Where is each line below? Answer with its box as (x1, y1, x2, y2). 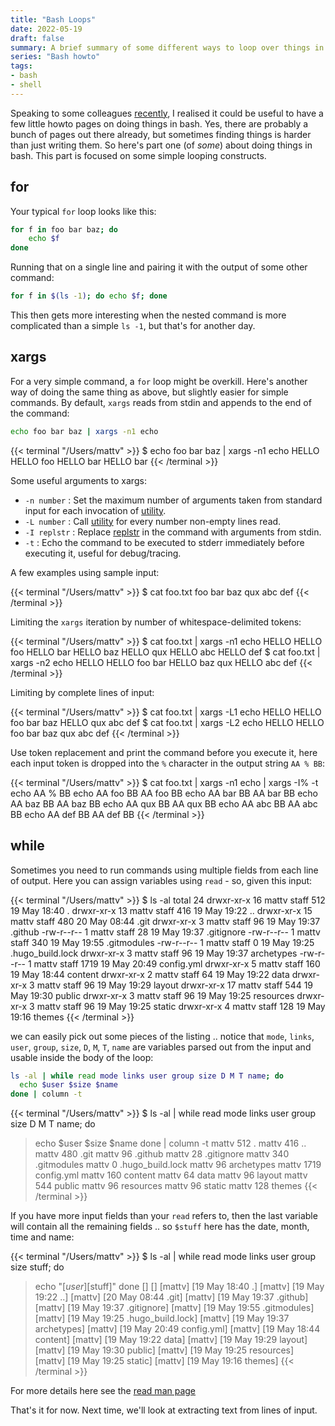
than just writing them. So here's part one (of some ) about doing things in (10, 139, 313, 151)
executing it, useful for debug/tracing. (24, 547, 182, 559)
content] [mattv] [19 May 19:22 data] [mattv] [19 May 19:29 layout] (34, 1334, 308, 1346)
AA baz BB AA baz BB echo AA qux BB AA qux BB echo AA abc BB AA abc (10, 797, 318, 810)
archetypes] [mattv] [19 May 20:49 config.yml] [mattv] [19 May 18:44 (34, 1323, 321, 1335)
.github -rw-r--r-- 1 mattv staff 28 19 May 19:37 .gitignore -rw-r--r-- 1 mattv (10, 926, 321, 938)
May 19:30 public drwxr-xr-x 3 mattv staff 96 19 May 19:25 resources (10, 989, 295, 1001)
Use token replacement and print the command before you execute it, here (10, 746, 318, 758)
